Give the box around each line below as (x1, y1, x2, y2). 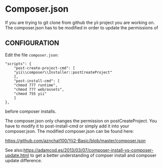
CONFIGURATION (5, 39, 60, 47)
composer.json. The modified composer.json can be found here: (5, 128, 134, 134)
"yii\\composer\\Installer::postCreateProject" (14, 70, 112, 75)
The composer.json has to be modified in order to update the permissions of (5, 24, 159, 30)
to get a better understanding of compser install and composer (30, 152, 157, 158)
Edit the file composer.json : (5, 52, 59, 58)
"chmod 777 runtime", (14, 83, 58, 87)
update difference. (5, 157, 42, 163)
